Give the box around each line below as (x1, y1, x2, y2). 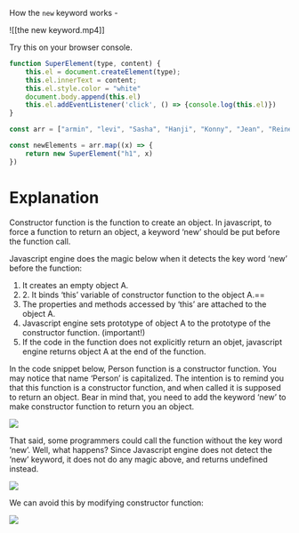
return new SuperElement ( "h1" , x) (25, 149, 153, 158)
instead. (9, 463, 39, 474)
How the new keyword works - (9, 8, 118, 18)
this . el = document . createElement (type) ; (25, 67, 181, 77)
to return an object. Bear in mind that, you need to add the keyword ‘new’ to (9, 392, 287, 402)
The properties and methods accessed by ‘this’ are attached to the (21, 298, 267, 310)
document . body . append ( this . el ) (25, 93, 141, 101)
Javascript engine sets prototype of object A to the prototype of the (21, 318, 271, 328)
